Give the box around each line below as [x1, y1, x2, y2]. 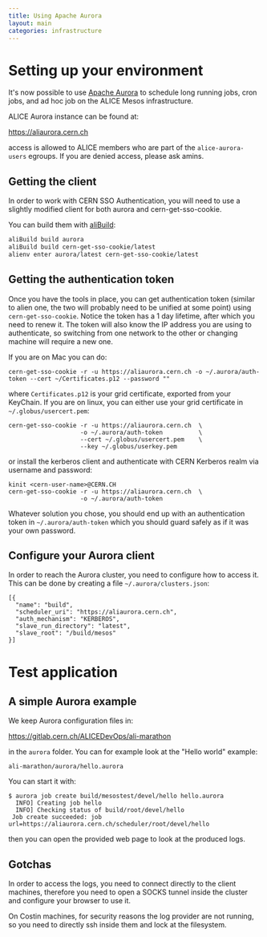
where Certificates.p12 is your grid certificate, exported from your [8, 388, 231, 398]
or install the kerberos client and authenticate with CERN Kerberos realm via [8, 456, 259, 466]
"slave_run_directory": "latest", [15, 623, 131, 631]
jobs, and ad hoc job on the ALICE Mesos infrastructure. [8, 96, 194, 106]
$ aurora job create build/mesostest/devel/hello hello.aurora [8, 792, 225, 801]
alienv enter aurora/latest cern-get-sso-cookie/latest [8, 250, 199, 258]
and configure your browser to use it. [8, 896, 131, 906]
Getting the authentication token [8, 273, 175, 286]
